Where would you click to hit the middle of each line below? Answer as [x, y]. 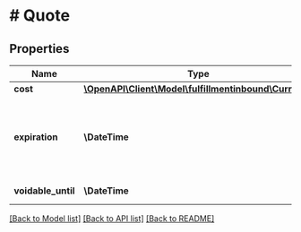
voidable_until [44, 191]
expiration [36, 137]
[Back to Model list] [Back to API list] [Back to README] [112, 219]
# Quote [39, 16]
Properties [39, 49]
